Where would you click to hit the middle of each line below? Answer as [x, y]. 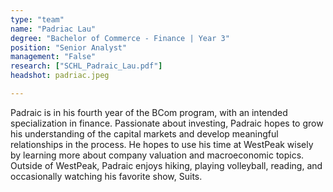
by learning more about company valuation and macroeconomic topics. [157, 155]
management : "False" [53, 57]
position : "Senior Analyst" [69, 47]
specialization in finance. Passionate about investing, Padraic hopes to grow [167, 123]
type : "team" [37, 19]
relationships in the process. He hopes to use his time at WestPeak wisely [162, 144]
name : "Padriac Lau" [53, 29]
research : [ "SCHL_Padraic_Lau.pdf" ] [86, 66]
